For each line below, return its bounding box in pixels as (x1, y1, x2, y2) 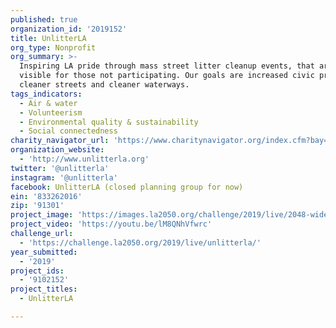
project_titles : (10, 284, 78, 295)
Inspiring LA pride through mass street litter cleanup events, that (19, 61, 315, 71)
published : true (10, 14, 78, 25)
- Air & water (19, 98, 78, 108)
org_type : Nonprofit (10, 42, 97, 53)
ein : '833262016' (10, 191, 83, 201)
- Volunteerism (19, 107, 83, 118)
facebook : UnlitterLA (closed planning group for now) (10, 182, 244, 192)
